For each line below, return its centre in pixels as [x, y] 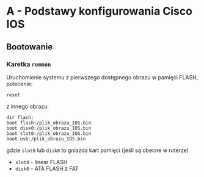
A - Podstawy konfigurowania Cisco [99, 11]
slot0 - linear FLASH [41, 162]
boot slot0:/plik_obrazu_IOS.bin [49, 133]
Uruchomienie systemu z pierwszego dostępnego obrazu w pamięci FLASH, [102, 77]
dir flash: [20, 117]
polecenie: [20, 84]
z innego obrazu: [27, 106]
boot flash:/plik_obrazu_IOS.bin [49, 123]
